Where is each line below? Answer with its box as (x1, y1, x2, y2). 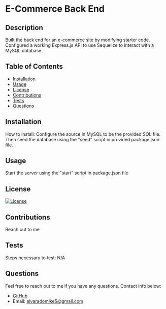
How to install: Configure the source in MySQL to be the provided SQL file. (5, 131, 161, 137)
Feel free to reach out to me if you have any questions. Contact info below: (5, 283, 161, 289)
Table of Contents (5, 62, 63, 71)
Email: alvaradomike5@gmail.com (12, 298, 84, 304)
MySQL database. (5, 48, 43, 53)
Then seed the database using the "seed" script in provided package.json (5, 136, 160, 142)
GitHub (12, 293, 28, 299)
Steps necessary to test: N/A (5, 255, 65, 261)
